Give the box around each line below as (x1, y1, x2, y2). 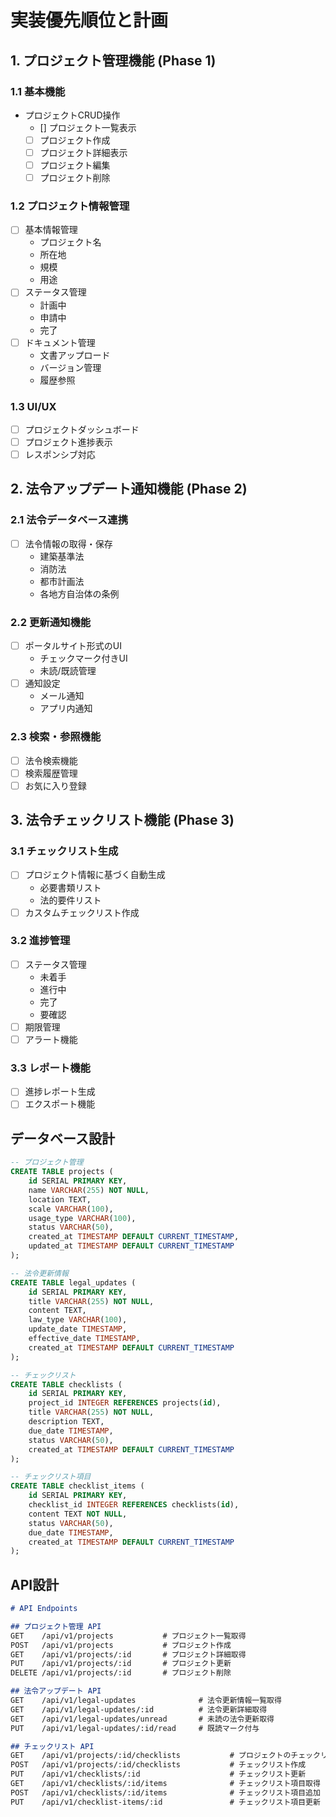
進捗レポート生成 (24, 1086, 96, 1098)
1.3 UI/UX (10, 399, 57, 413)
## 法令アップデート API (10, 1686, 102, 1696)
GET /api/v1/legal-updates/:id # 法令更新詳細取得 (10, 1704, 268, 1715)
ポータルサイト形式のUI (24, 640, 122, 652)
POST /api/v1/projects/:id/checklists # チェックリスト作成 (10, 1760, 307, 1770)
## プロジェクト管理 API (10, 1621, 102, 1631)
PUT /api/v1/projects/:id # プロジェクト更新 (10, 1659, 232, 1669)
